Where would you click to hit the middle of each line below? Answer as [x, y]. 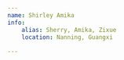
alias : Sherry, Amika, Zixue [69, 30]
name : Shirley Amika [41, 15]
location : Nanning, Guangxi [67, 37]
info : [16, 23]
